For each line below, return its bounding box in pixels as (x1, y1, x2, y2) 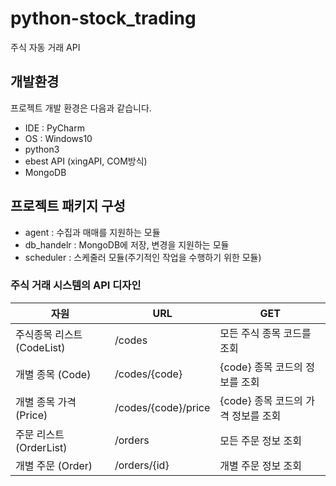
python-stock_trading (10, 7, 197, 30)
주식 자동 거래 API (10, 41, 81, 53)
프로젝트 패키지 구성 (10, 198, 126, 215)
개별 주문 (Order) (15, 458, 93, 472)
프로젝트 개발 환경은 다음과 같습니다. (10, 102, 152, 114)
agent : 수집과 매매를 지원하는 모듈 (24, 226, 161, 238)
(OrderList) (15, 440, 68, 454)
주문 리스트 (15, 427, 65, 441)
